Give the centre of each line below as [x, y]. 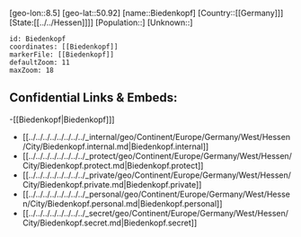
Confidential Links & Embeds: [93, 98]
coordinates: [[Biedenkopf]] [64, 47]
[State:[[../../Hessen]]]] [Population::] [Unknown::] [101, 22]
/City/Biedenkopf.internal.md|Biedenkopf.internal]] [115, 146]
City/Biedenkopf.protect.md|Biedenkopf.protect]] [113, 165]
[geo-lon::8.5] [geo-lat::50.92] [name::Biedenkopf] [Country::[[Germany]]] [146, 13]
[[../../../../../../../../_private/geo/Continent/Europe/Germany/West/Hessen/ [157, 175]
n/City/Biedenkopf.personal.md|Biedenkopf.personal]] [122, 203]
